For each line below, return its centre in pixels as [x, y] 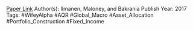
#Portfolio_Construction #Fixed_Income [55, 21]
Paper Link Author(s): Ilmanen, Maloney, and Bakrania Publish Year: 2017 [96, 9]
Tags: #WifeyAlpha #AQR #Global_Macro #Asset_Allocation [80, 15]
